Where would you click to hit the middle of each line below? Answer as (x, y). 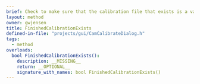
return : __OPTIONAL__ (43, 67)
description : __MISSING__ (49, 61)
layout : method (25, 17)
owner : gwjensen (26, 22)
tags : (13, 39)
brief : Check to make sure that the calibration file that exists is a (97, 12)
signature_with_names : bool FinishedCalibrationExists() (89, 72)
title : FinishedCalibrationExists (49, 28)
